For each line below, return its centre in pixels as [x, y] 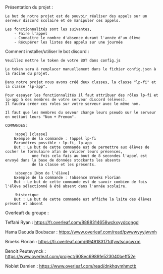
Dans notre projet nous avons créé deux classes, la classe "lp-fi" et [81, 82]
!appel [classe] [31, 134]
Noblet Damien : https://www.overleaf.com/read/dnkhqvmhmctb [71, 266]
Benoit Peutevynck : [26, 251]
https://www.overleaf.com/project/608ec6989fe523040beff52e [70, 256]
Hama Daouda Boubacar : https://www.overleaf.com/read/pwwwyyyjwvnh [81, 232]
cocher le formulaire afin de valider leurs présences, [64, 152]
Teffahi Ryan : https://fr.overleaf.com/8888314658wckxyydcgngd [72, 222]
